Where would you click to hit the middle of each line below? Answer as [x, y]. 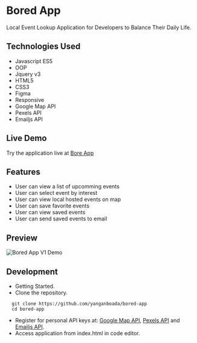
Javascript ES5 [34, 61]
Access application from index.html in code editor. [77, 333]
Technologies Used [43, 46]
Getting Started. [35, 286]
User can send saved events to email [61, 219]
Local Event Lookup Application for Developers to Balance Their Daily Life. [99, 27]
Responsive [29, 100]
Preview [22, 238]
